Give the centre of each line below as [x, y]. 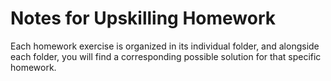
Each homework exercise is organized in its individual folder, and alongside [165, 46]
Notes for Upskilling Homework [143, 18]
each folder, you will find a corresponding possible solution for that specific [166, 56]
